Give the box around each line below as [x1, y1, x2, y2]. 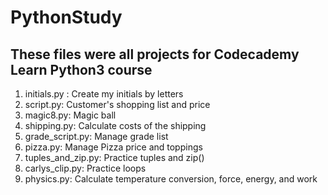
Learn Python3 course [10, 61, 153, 78]
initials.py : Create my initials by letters [24, 88, 184, 100]
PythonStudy [10, 6, 123, 29]
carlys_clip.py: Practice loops [24, 162, 147, 174]
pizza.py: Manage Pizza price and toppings [24, 141, 203, 153]
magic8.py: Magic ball [24, 109, 117, 121]
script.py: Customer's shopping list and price [24, 99, 211, 110]
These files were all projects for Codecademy [10, 46, 300, 63]
